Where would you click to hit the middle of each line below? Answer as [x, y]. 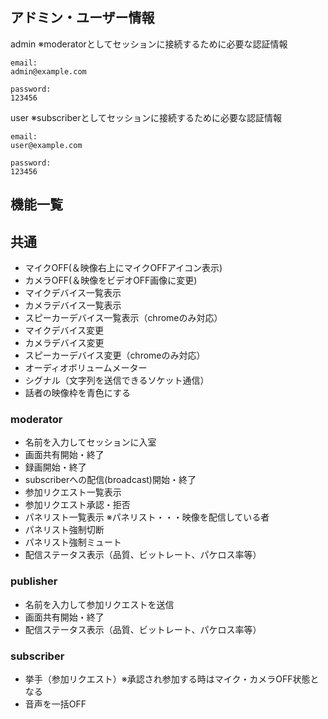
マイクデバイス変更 [64, 330]
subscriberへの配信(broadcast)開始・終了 [110, 480]
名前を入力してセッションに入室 [90, 442]
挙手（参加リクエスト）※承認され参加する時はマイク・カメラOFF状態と [172, 679]
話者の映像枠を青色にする [77, 393]
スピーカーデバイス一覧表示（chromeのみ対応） [123, 318]
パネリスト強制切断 [64, 530]
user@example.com [46, 145]
